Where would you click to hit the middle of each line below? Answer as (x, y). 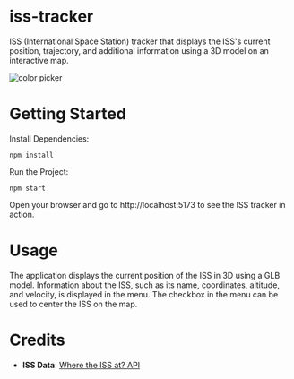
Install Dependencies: (49, 138)
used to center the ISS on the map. (73, 304)
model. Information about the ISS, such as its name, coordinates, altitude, (145, 285)
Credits (37, 340)
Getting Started (68, 114)
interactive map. (39, 60)
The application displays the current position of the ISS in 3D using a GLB (145, 275)
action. (22, 214)
